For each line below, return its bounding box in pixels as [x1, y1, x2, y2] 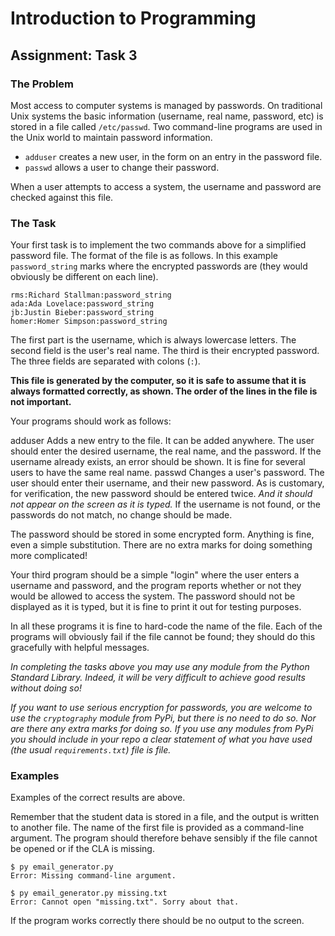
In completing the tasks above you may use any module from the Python [10, 661, 310, 673]
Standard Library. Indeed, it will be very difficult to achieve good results [10, 672, 306, 684]
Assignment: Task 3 [10, 47, 138, 64]
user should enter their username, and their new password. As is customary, [10, 477, 325, 489]
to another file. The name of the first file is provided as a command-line [10, 822, 305, 834]
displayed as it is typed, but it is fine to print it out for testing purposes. [10, 601, 302, 613]
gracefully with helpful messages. [10, 642, 150, 654]
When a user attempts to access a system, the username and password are [10, 180, 322, 192]
